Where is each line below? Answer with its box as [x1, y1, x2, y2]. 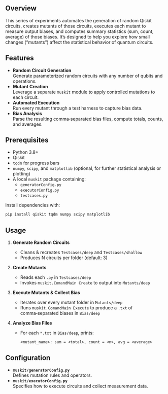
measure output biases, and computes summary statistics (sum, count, [5, 28, 154, 34]
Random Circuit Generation [12, 67, 72, 73]
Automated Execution [12, 99, 60, 105]
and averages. [12, 121, 43, 127]
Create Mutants [12, 265, 47, 271]
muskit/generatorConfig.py [12, 368, 70, 373]
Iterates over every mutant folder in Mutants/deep [20, 299, 123, 306]
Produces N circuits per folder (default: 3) [20, 255, 108, 261]
